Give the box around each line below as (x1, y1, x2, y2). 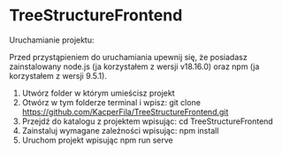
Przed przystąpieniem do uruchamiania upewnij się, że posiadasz (9, 51, 248, 62)
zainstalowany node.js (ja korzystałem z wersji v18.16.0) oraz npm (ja (9, 61, 260, 72)
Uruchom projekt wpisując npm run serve (21, 135, 174, 145)
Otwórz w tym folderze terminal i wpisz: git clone (21, 96, 202, 107)
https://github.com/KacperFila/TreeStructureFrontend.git (21, 106, 229, 117)
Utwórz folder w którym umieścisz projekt (21, 88, 175, 98)
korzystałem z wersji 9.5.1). (9, 70, 108, 81)
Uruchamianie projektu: (9, 35, 95, 45)
